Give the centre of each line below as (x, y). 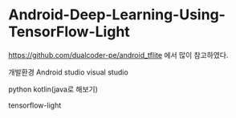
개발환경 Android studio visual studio (68, 72)
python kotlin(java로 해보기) (53, 89)
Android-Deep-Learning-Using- (117, 15)
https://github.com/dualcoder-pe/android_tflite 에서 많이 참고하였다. (118, 55)
